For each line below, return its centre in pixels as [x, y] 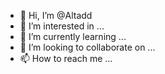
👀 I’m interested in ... [62, 26]
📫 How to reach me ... [66, 58]
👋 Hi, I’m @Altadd [56, 15]
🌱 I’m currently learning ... [73, 36]
